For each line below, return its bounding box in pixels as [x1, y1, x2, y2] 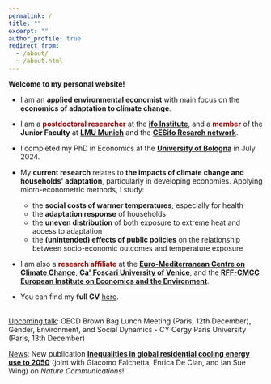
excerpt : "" [8, 27, 49, 35]
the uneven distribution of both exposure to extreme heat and [32, 217, 241, 227]
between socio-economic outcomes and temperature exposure [32, 243, 243, 253]
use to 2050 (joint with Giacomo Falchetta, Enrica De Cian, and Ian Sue [8, 357, 247, 367]
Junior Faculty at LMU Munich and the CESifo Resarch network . [19, 127, 239, 137]
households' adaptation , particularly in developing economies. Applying [19, 175, 263, 186]
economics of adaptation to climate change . [19, 103, 171, 113]
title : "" [8, 19, 42, 27]
